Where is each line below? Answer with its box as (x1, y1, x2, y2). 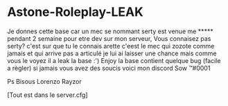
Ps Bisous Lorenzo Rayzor (7, 77, 82, 85)
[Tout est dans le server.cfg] (7, 91, 88, 99)
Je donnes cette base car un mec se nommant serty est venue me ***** (7, 27, 213, 35)
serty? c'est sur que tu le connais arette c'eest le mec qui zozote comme (7, 42, 215, 50)
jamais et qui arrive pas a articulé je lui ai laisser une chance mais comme (7, 49, 217, 58)
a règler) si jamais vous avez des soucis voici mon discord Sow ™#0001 (7, 64, 211, 72)
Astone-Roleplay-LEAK (7, 4, 143, 20)
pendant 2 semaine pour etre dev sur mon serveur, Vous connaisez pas (7, 34, 211, 42)
